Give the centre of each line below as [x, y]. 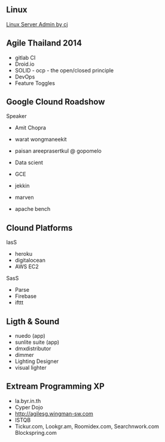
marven [24, 198]
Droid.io [25, 64]
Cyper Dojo [29, 407]
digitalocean [30, 261]
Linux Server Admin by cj [37, 24]
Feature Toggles [35, 83]
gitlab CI [25, 57]
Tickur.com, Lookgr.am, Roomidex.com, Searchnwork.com [87, 426]
